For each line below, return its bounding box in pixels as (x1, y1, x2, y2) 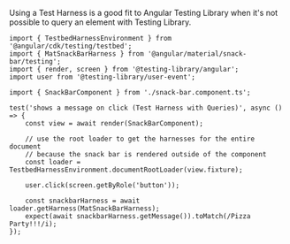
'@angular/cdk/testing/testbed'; (9, 42, 133, 50)
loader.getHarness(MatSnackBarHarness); (9, 204, 161, 213)
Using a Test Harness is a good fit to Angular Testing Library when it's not (9, 8, 279, 18)
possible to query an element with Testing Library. (9, 17, 192, 27)
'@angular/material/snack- (147, 50, 248, 58)
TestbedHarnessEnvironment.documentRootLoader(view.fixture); (9, 165, 243, 174)
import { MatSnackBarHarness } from (9, 50, 144, 58)
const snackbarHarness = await (25, 196, 141, 205)
